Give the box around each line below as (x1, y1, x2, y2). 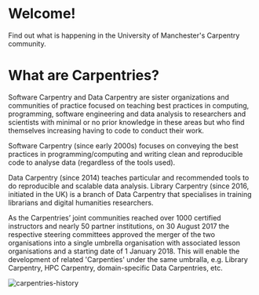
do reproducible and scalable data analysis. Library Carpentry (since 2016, (8, 181, 250, 191)
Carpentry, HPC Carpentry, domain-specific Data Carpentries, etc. (8, 263, 224, 272)
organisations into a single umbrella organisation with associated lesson (8, 238, 241, 247)
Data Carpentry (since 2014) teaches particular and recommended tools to (8, 173, 250, 182)
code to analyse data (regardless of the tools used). (8, 158, 176, 167)
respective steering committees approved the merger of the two (8, 229, 216, 239)
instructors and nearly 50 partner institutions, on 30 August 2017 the (8, 221, 230, 231)
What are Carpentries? (8, 67, 159, 85)
